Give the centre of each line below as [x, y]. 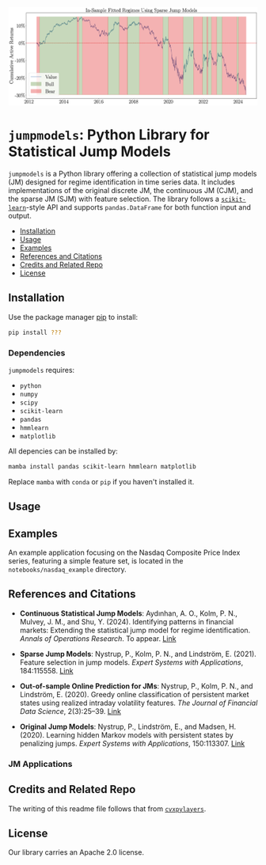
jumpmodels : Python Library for [109, 135]
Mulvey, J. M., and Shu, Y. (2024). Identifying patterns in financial [127, 621]
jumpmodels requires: [42, 370]
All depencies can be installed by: [63, 451]
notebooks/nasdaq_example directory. [67, 570]
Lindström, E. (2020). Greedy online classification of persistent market [134, 694]
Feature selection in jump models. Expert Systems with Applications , [131, 662]
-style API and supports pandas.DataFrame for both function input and [138, 207]
